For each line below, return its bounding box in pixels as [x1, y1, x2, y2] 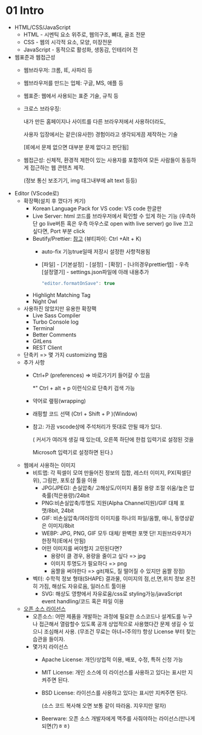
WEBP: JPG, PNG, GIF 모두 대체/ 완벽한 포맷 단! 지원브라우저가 [41, 529, 192, 537]
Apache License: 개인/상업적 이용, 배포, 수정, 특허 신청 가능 [41, 656, 183, 663]
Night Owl [32, 298, 58, 305]
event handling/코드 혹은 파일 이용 [41, 597, 125, 605]
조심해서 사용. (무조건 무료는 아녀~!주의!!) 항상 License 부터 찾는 [44, 627, 196, 635]
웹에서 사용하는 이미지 [23, 461, 76, 469]
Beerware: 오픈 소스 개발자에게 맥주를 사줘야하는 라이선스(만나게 [41, 714, 195, 722]
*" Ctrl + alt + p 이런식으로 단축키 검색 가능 [32, 384, 135, 391]
